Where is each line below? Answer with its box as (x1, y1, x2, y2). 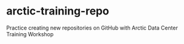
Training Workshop (6, 30, 54, 37)
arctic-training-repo (6, 4, 110, 18)
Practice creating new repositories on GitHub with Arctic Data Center (6, 24, 179, 31)
